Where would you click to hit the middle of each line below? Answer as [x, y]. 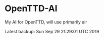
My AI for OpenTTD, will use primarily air [46, 22]
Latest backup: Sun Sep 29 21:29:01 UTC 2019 [52, 31]
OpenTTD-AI [31, 9]
